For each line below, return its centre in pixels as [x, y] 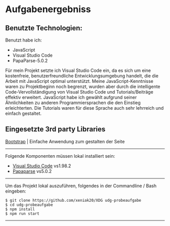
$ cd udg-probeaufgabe [29, 205]
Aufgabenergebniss [48, 9]
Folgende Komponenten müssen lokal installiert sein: [60, 156]
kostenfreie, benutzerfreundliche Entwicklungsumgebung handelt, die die [82, 76]
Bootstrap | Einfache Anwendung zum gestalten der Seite [65, 141]
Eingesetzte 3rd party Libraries [55, 129]
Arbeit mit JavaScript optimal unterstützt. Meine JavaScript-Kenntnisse [79, 81]
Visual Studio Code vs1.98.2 [42, 166]
